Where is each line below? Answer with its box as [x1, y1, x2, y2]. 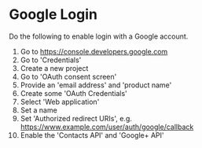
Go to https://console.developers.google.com [20, 46, 168, 56]
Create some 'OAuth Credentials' [20, 88, 128, 98]
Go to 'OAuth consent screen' [20, 72, 117, 81]
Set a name [20, 105, 57, 115]
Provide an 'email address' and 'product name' [20, 80, 172, 90]
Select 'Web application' [20, 97, 100, 106]
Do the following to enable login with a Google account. [9, 31, 189, 41]
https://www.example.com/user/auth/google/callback [20, 122, 194, 131]
